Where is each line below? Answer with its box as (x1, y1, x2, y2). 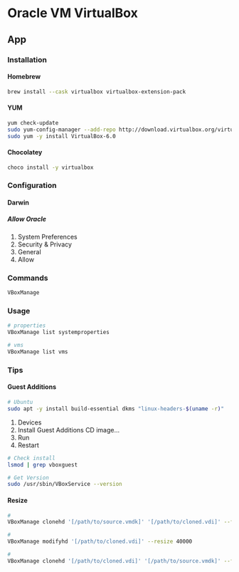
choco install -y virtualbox (7, 164, 94, 171)
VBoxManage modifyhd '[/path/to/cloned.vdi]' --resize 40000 (7, 538, 193, 546)
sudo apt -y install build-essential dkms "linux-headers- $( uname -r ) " (7, 405, 224, 412)
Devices (17, 418, 42, 427)
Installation (7, 55, 48, 65)
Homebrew (7, 73, 41, 81)
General (17, 247, 41, 256)
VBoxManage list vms (7, 348, 69, 355)
